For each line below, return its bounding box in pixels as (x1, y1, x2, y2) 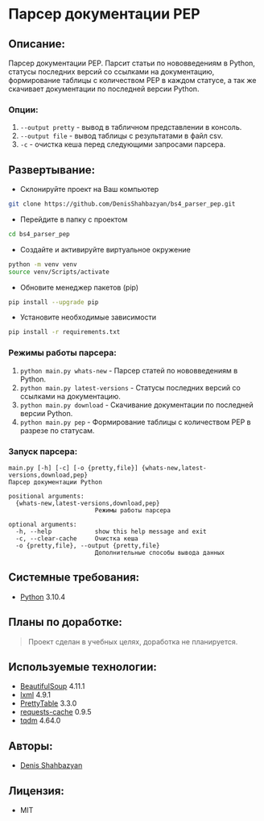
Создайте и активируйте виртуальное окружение (19, 244, 191, 254)
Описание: (8, 37, 66, 51)
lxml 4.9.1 (19, 690, 51, 700)
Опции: (8, 104, 39, 115)
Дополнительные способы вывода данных (94, 548, 225, 556)
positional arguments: (8, 492, 85, 500)
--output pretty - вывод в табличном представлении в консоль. (19, 123, 242, 132)
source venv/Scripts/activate (8, 268, 110, 276)
